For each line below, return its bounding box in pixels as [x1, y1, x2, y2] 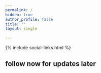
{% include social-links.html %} [5, 45, 71, 51]
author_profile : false [5, 17, 53, 22]
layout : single [5, 26, 38, 31]
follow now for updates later [5, 59, 96, 68]
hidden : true [5, 12, 33, 17]
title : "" [5, 21, 26, 27]
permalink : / [5, 7, 33, 13]
